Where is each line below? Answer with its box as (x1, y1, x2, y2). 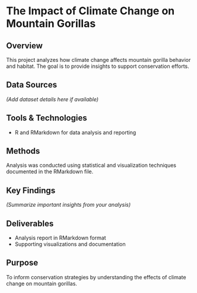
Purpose (6, 258, 39, 268)
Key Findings (6, 185, 56, 195)
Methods (6, 146, 40, 156)
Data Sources (6, 80, 58, 90)
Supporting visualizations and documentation (14, 241, 126, 248)
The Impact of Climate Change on (6, 4, 175, 18)
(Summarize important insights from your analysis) (6, 201, 131, 208)
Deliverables (6, 219, 54, 229)
